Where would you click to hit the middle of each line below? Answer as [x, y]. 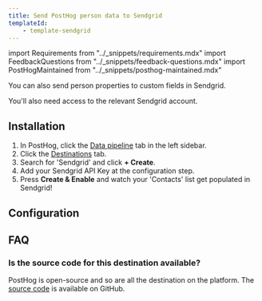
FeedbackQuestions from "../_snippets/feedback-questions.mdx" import [127, 61]
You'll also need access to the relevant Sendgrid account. [103, 101]
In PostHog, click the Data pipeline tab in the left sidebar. [113, 145]
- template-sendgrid [57, 30]
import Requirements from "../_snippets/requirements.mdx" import [117, 53]
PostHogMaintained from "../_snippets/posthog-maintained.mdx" [115, 70]
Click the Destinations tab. [63, 154]
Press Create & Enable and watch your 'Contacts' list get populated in [135, 180]
